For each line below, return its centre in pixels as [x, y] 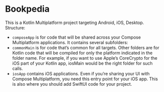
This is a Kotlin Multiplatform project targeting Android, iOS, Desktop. [75, 23]
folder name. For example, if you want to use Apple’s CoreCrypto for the [85, 58]
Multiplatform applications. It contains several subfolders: [70, 42]
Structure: [15, 27]
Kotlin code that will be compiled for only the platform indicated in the [82, 53]
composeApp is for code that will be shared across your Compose [76, 37]
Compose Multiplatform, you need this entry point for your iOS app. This [85, 79]
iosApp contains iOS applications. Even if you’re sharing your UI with [81, 73]
